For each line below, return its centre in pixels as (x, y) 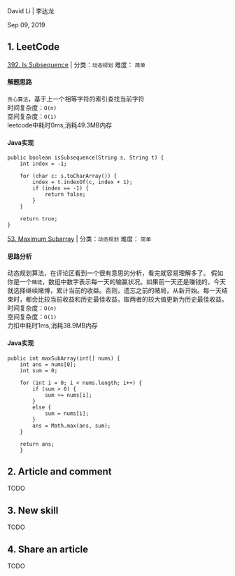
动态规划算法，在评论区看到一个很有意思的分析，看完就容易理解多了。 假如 (115, 273)
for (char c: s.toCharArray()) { (69, 176)
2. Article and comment (59, 472)
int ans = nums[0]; (48, 364)
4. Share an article (48, 549)
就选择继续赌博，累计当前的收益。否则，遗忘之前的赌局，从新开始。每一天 (114, 290)
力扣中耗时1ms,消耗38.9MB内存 (52, 325)
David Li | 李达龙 (31, 11)
